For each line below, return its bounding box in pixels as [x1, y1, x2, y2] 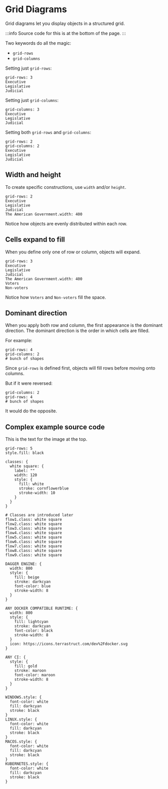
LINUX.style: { [5, 717, 37, 722]
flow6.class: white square [5, 539, 62, 544]
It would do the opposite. [5, 408, 57, 414]
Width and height [5, 171, 61, 179]
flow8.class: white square [5, 548, 62, 553]
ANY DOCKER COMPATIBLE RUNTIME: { [5, 606, 78, 611]
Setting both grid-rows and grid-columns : [5, 129, 92, 135]
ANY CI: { [5, 655, 26, 660]
